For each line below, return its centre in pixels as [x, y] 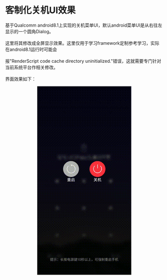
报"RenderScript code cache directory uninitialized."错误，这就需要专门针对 [83, 61]
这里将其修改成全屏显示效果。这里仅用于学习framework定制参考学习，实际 [82, 43]
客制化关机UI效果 [41, 10]
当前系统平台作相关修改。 [32, 67]
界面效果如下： [21, 79]
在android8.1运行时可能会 [31, 49]
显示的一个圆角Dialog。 [29, 31]
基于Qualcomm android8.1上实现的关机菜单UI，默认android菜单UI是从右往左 [84, 25]
